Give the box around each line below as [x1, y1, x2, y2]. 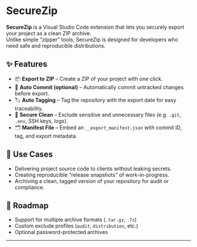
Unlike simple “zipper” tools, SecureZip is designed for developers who [6, 36, 179, 43]
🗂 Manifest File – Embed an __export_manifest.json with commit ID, [14, 124, 182, 131]
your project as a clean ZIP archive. [6, 29, 92, 36]
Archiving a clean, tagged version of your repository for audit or [14, 177, 169, 184]
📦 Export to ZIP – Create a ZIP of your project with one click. [14, 75, 163, 82]
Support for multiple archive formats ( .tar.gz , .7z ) [14, 216, 137, 224]
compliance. [14, 184, 45, 191]
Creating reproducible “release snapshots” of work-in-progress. [14, 171, 169, 178]
